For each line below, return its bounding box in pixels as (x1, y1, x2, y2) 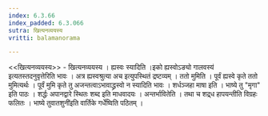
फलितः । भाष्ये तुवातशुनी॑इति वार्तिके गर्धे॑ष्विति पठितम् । (8, 99, 144, 108)
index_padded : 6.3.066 (8, 19, 84, 27)
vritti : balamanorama (8, 33, 81, 42)
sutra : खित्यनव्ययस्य (8, 26, 63, 34)
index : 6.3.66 (8, 11, 56, 20)
